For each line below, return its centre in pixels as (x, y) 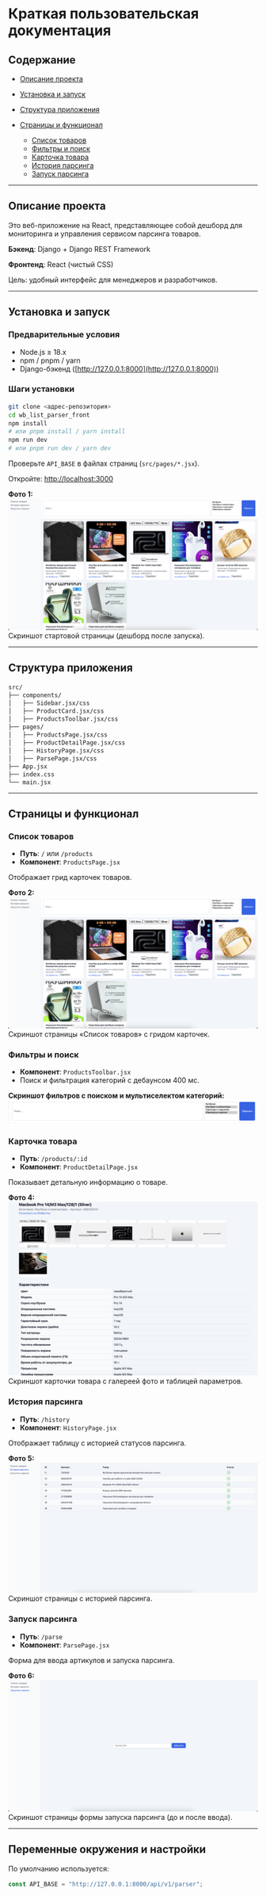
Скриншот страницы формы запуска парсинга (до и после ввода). (120, 1818)
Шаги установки (42, 389)
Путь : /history (44, 1419)
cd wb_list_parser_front (49, 415)
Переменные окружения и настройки (107, 1850)
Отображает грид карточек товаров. (70, 878)
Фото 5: (21, 1458)
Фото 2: (21, 893)
